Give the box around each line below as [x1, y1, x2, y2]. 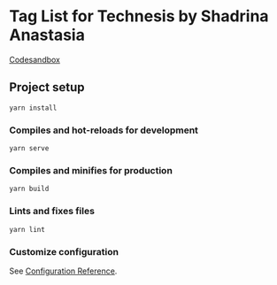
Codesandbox [9, 54, 60, 65]
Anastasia [9, 25, 86, 45]
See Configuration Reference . [9, 266, 118, 276]
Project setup [9, 80, 86, 95]
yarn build [9, 184, 50, 194]
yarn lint [9, 225, 46, 234]
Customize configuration [9, 245, 119, 258]
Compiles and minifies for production [9, 164, 173, 176]
